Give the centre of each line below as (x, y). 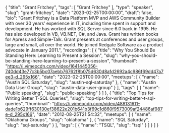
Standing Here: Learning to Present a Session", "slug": (62, 55)
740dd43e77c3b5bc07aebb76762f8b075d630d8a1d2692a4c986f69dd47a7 (84, 72)
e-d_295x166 (19, 114)
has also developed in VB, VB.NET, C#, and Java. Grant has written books (82, 34)
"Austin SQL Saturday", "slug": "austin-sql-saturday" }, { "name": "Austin (81, 82)
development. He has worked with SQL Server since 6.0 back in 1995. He (81, 29)
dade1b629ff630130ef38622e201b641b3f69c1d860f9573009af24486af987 (84, 109)
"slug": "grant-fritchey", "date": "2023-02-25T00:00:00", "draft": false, (79, 13)
